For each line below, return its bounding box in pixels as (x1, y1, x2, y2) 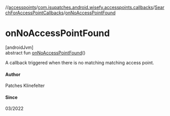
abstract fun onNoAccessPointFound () (5, 49, 86, 55)
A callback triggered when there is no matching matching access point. (5, 60, 154, 66)
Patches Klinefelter (5, 82, 45, 89)
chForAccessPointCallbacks (5, 10, 64, 16)
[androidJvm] (5, 44, 34, 50)
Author (5, 71, 21, 77)
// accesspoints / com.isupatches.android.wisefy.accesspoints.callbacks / (5, 5, 155, 10)
